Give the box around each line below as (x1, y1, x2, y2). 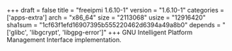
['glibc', (6, 28, 28, 36)
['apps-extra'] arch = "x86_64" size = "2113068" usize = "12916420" (6, 13, 206, 22)
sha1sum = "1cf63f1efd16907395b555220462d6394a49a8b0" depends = (6, 21, 221, 29)
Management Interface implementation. (6, 36, 122, 44)
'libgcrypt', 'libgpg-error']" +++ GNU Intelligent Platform (29, 28, 193, 36)
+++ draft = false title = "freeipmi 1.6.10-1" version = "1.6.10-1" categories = (6, 6, 224, 14)
